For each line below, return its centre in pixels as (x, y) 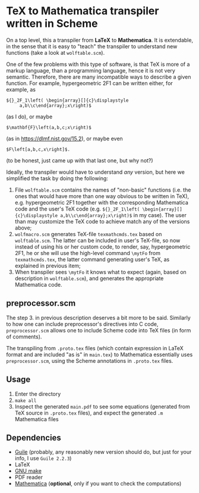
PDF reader (29, 478)
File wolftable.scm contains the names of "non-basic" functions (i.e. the (103, 190)
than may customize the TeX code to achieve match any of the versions (102, 221)
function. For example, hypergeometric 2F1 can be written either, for (90, 83)
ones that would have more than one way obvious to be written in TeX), (102, 196)
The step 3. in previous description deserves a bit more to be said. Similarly (99, 318)
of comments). (24, 337)
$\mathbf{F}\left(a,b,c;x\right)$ (49, 127)
